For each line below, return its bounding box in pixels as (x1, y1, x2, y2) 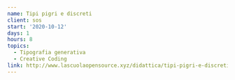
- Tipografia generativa (13, 49, 86, 56)
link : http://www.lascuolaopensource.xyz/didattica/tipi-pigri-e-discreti (7, 62, 230, 69)
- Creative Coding (13, 56, 68, 63)
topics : (7, 42, 30, 49)
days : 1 (7, 29, 30, 37)
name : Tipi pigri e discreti (7, 10, 92, 17)
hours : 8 (7, 36, 33, 43)
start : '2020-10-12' (7, 23, 68, 30)
